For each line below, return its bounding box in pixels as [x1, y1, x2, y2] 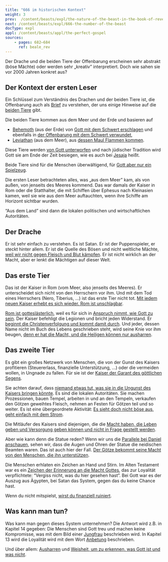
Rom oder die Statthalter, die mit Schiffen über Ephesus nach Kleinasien [5, 187, 153, 193]
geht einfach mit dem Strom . [5, 411, 64, 417]
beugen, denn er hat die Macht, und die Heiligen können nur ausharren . [5, 331, 152, 337]
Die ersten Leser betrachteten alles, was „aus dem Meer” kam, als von [5, 177, 150, 183]
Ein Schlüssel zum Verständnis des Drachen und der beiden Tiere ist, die [5, 96, 155, 102]
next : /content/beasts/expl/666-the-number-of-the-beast [5, 21, 126, 26]
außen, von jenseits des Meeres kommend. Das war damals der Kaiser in [5, 182, 155, 188]
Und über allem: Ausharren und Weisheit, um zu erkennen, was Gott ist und [5, 546, 160, 552]
